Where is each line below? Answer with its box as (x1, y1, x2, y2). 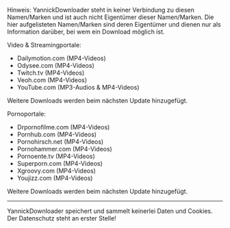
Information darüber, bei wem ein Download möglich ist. (7, 27, 165, 36)
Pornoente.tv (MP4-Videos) (16, 152, 96, 160)
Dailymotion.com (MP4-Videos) (16, 54, 106, 62)
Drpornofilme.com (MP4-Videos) (16, 123, 110, 131)
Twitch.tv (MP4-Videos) (16, 68, 85, 77)
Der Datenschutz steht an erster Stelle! (7, 214, 116, 222)
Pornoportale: (7, 110, 46, 118)
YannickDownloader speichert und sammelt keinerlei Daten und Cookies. (7, 207, 213, 215)
